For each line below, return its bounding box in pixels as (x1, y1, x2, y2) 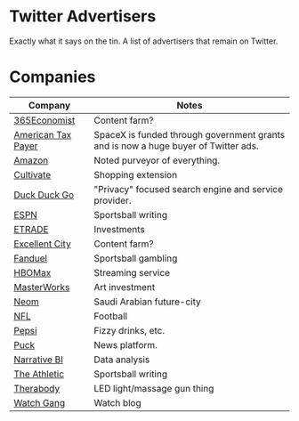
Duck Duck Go (13, 189, 74, 201)
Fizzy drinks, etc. (93, 324, 166, 336)
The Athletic (13, 368, 65, 380)
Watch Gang (13, 396, 66, 409)
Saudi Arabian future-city (93, 296, 202, 308)
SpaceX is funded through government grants (93, 128, 286, 141)
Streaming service (93, 266, 171, 279)
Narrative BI (13, 353, 64, 366)
